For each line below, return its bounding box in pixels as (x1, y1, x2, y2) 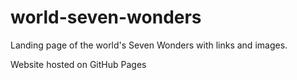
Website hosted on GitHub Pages (10, 58, 147, 70)
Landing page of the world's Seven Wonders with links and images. (10, 39, 288, 51)
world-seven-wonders (10, 6, 202, 29)
